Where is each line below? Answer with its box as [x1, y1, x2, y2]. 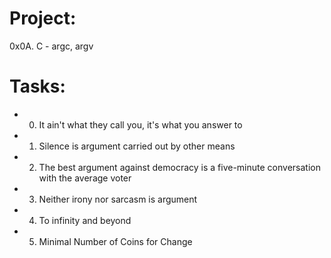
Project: [9, 7, 77, 30]
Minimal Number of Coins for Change [38, 235, 193, 247]
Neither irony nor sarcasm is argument [38, 193, 198, 205]
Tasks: [9, 75, 66, 98]
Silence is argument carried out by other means [38, 140, 236, 152]
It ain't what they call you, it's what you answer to [38, 118, 243, 131]
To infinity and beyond [38, 214, 132, 226]
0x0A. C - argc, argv [9, 40, 94, 52]
